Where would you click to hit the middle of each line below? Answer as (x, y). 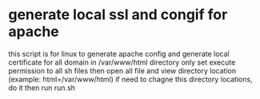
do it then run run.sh (42, 87)
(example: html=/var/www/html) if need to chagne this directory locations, (131, 79)
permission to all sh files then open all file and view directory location (122, 70)
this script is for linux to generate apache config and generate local (119, 53)
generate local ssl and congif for (118, 15)
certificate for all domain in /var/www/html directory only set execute (122, 62)
